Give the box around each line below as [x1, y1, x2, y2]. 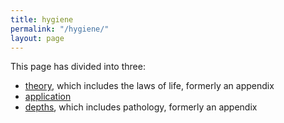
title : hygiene [10, 14, 74, 25]
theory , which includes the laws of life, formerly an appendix [24, 80, 275, 92]
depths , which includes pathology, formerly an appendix [24, 101, 258, 113]
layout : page [10, 33, 65, 43]
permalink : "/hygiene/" [10, 24, 110, 34]
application [24, 91, 72, 103]
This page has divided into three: [10, 61, 146, 73]
